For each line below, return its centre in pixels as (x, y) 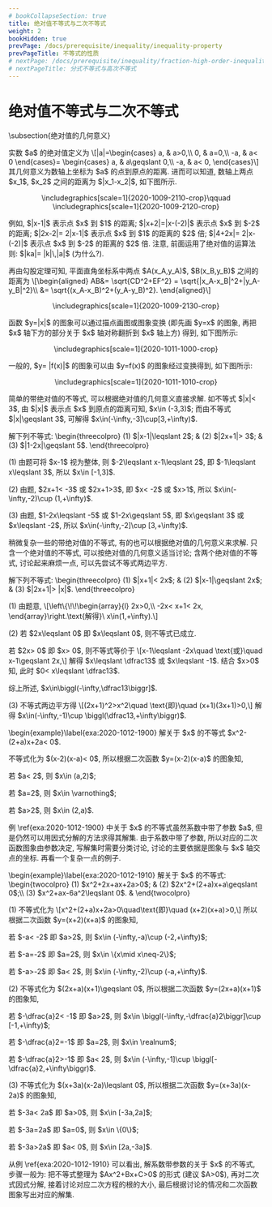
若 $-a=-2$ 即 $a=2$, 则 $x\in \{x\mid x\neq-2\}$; (92, 954)
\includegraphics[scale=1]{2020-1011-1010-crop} (136, 381)
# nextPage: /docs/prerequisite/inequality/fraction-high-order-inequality (139, 62)
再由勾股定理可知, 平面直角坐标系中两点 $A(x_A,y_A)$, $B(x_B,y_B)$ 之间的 (134, 271)
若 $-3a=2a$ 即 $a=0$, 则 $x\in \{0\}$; (74, 1129)
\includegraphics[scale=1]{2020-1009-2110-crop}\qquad (136, 198)
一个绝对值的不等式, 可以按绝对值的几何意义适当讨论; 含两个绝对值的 (130, 552)
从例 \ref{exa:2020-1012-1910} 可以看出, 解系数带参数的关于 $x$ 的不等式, (132, 1164)
